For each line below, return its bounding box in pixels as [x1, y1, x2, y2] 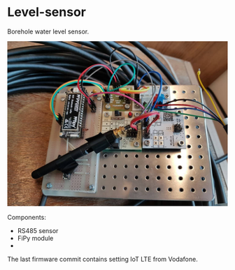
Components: [7, 213, 47, 221]
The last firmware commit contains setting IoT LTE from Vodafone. [7, 255, 198, 263]
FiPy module [17, 234, 54, 242]
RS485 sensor [17, 226, 59, 234]
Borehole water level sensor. [7, 27, 90, 36]
